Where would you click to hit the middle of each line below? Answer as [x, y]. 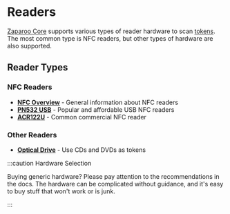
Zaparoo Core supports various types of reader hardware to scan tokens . [111, 31]
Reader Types [38, 67]
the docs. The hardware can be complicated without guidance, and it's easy [115, 184]
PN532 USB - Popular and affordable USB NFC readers [96, 109]
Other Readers [32, 135]
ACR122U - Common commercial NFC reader [82, 117]
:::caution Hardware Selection [49, 163]
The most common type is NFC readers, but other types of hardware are [110, 38]
